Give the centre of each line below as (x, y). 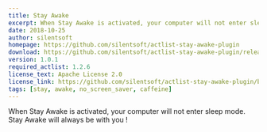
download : (25, 52)
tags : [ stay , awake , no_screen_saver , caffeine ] (90, 89)
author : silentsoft (41, 38)
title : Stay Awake (39, 15)
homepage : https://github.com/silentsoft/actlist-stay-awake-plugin (124, 45)
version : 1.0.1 (33, 60)
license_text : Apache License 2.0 (66, 74)
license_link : (32, 81)
